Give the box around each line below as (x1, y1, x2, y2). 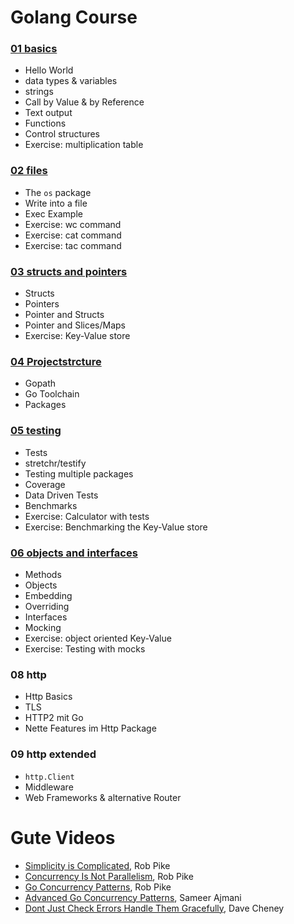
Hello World (24, 64, 74, 76)
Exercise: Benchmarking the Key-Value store (24, 521, 208, 533)
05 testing (10, 424, 62, 438)
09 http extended (10, 747, 97, 761)
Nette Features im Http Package (24, 722, 157, 735)
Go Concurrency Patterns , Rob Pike (24, 881, 172, 893)
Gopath (24, 377, 57, 390)
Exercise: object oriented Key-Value (24, 632, 172, 644)
